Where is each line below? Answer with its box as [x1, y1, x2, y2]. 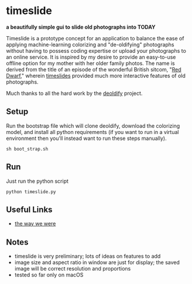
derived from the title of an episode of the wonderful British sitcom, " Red [6, 66, 181, 73]
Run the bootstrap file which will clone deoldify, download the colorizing [6, 122, 180, 129]
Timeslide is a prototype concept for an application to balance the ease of [6, 35, 184, 42]
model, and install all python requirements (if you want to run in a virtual [6, 128, 179, 135]
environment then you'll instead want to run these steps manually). [6, 135, 167, 142]
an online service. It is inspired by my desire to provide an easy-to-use [6, 53, 176, 60]
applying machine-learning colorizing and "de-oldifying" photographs [6, 41, 174, 48]
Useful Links [6, 204, 53, 214]
